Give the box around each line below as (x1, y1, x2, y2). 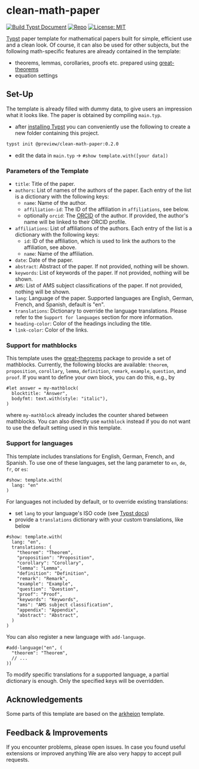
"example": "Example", (17, 581, 74, 587)
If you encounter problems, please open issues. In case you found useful (6, 743, 186, 750)
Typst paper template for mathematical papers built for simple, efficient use (6, 35, 192, 42)
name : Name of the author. (23, 199, 87, 206)
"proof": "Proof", (17, 591, 63, 598)
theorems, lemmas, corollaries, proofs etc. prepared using (14, 59, 158, 66)
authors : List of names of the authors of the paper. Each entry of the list (14, 186, 192, 194)
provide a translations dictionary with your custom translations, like (14, 516, 183, 523)
